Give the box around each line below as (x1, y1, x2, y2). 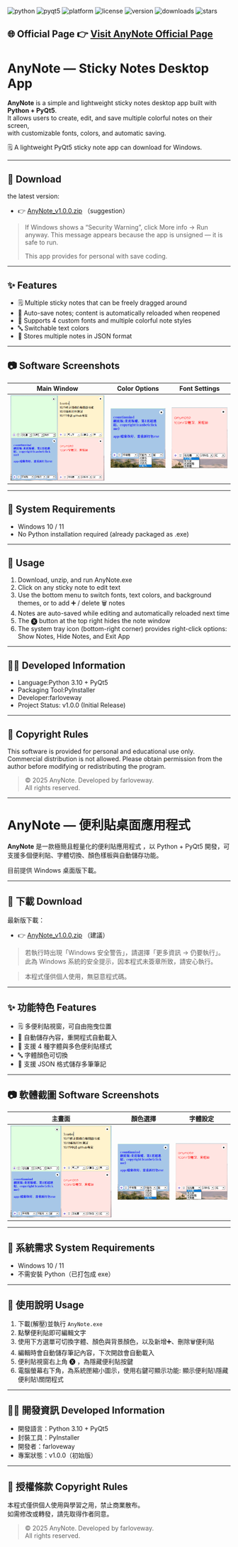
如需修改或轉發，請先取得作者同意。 (7, 1510, 113, 1519)
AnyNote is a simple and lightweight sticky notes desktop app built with (7, 99, 217, 107)
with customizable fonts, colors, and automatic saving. (7, 129, 166, 138)
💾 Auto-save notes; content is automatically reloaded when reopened (17, 308, 220, 317)
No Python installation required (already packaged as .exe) (17, 529, 189, 538)
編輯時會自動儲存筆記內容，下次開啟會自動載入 (17, 1348, 154, 1357)
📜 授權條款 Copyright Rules (7, 1480, 128, 1492)
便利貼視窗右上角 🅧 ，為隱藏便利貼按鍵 (17, 1357, 133, 1366)
